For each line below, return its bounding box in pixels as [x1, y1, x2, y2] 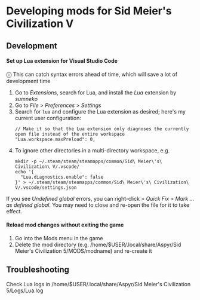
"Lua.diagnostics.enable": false [20, 174, 104, 180]
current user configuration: [14, 114, 82, 121]
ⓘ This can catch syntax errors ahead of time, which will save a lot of [6, 71, 178, 78]
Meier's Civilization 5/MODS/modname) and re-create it [14, 247, 152, 255]
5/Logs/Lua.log [6, 287, 44, 294]
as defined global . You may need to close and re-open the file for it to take [6, 201, 190, 209]
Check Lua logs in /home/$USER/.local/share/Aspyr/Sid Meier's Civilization [6, 280, 191, 287]
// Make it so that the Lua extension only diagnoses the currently [14, 125, 189, 132]
